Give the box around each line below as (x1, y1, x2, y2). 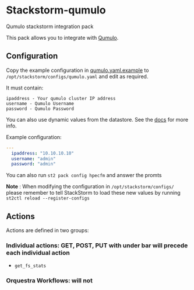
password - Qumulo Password (6, 106, 75, 112)
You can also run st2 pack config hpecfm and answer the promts (6, 172, 162, 179)
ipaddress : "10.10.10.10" (11, 150, 75, 156)
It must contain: (6, 84, 44, 91)
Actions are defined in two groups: (6, 227, 89, 234)
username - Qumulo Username (6, 101, 75, 106)
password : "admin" (11, 161, 57, 167)
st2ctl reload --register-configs (6, 195, 90, 202)
